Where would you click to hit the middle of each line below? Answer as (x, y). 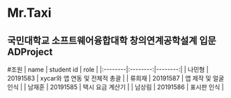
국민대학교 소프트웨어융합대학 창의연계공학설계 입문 (112, 40)
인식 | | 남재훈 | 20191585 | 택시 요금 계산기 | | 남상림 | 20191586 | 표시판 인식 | (116, 87)
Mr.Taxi (29, 13)
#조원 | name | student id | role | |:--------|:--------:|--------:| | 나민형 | (108, 69)
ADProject (30, 51)
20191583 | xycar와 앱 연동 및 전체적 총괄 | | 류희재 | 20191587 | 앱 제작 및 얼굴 (116, 78)
